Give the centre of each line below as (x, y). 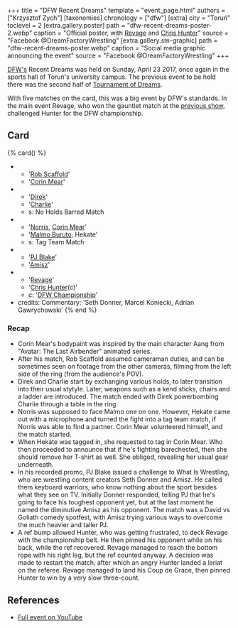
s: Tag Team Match (56, 242)
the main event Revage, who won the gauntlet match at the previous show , (116, 105)
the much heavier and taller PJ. (63, 525)
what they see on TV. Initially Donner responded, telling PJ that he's (116, 495)
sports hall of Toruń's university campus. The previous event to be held (112, 77)
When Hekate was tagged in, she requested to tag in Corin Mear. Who (120, 442)
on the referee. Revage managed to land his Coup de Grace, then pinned (124, 570)
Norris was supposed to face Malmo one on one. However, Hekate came (124, 412)
